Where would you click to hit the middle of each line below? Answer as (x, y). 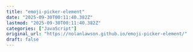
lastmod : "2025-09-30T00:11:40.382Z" (54, 23)
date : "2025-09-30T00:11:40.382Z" (50, 17)
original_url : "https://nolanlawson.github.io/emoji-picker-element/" (97, 34)
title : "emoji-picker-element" (46, 12)
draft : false (23, 39)
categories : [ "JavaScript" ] (42, 28)
